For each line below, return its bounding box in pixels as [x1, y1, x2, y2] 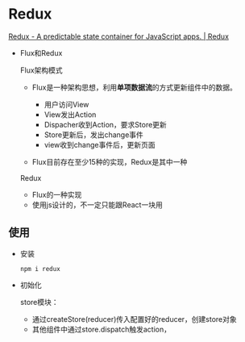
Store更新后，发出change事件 [44, 130, 143, 140]
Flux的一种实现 [31, 190, 82, 199]
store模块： [19, 297, 59, 307]
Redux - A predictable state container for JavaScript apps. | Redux [8, 31, 230, 41]
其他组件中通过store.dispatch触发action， [31, 324, 172, 334]
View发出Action [44, 110, 97, 119]
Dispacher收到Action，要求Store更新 [44, 119, 167, 129]
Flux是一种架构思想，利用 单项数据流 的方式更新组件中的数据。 [31, 82, 238, 92]
